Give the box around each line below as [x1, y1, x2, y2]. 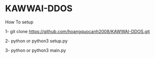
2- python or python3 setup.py [5, 38, 68, 44]
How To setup [5, 19, 34, 25]
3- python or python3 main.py [5, 47, 66, 53]
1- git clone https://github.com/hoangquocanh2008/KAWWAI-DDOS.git [5, 28, 150, 34]
